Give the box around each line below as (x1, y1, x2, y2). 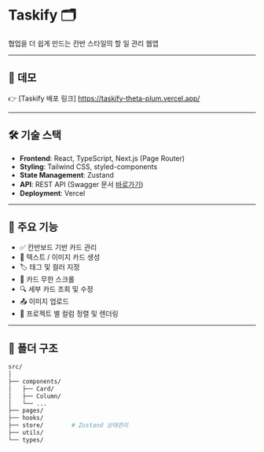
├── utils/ (8, 429, 44, 437)
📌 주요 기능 (8, 220, 59, 233)
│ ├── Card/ (8, 384, 55, 393)
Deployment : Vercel (19, 188, 86, 197)
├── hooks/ (8, 414, 44, 422)
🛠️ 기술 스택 (8, 129, 61, 142)
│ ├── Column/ (8, 392, 61, 400)
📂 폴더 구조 (8, 341, 59, 355)
